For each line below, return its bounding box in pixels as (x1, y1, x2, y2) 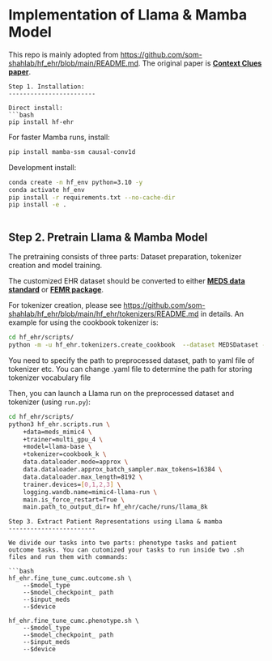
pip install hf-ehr (8, 117, 74, 126)
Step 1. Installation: (8, 83, 85, 91)
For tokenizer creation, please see (8, 301, 122, 310)
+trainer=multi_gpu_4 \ (23, 435, 104, 443)
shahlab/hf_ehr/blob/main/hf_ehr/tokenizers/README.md (8, 309, 199, 319)
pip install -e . (8, 201, 67, 209)
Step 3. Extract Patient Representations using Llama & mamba (8, 518, 223, 526)
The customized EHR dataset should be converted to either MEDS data (8, 276, 245, 286)
